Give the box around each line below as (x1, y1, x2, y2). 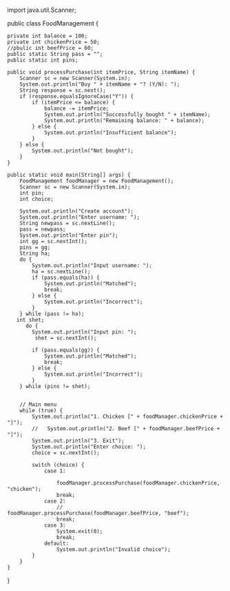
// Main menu (19, 401, 57, 408)
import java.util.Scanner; (7, 6, 77, 14)
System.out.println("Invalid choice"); (56, 546, 171, 553)
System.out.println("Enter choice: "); (32, 443, 147, 450)
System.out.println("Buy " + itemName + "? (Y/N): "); (19, 81, 180, 88)
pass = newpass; (19, 226, 67, 233)
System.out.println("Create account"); (19, 208, 134, 215)
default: (43, 540, 70, 547)
